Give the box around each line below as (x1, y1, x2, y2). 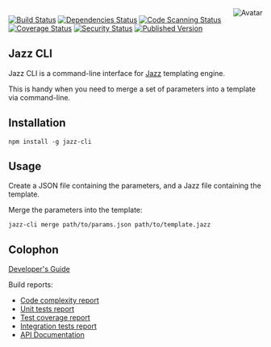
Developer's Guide (8, 264, 70, 274)
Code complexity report (19, 295, 99, 306)
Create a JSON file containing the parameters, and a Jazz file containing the (8, 181, 262, 191)
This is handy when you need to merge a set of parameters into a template (8, 84, 256, 94)
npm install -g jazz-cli (8, 138, 92, 146)
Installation (8, 116, 66, 130)
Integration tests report (19, 321, 97, 331)
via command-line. (8, 92, 71, 102)
